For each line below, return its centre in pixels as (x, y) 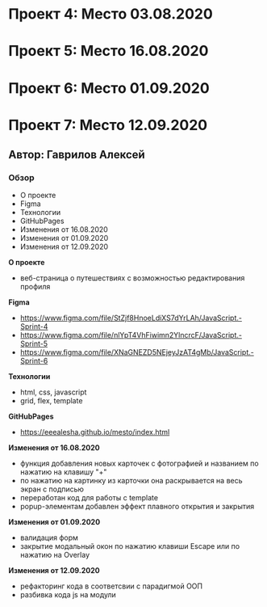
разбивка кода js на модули (68, 595)
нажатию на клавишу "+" (63, 472)
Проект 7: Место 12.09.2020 (108, 125)
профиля (35, 287)
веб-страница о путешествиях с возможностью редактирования (132, 278)
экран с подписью (52, 489)
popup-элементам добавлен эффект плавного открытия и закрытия (137, 507)
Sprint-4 (34, 327)
